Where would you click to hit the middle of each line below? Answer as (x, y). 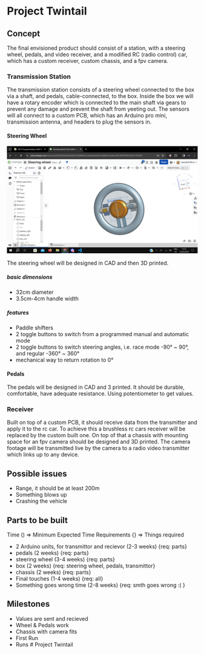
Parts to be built (38, 520)
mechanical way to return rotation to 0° (64, 360)
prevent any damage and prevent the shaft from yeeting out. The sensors (98, 109)
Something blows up (41, 495)
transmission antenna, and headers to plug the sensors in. (79, 122)
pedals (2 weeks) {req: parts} (52, 553)
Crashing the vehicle (41, 501)
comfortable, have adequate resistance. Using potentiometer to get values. (100, 394)
